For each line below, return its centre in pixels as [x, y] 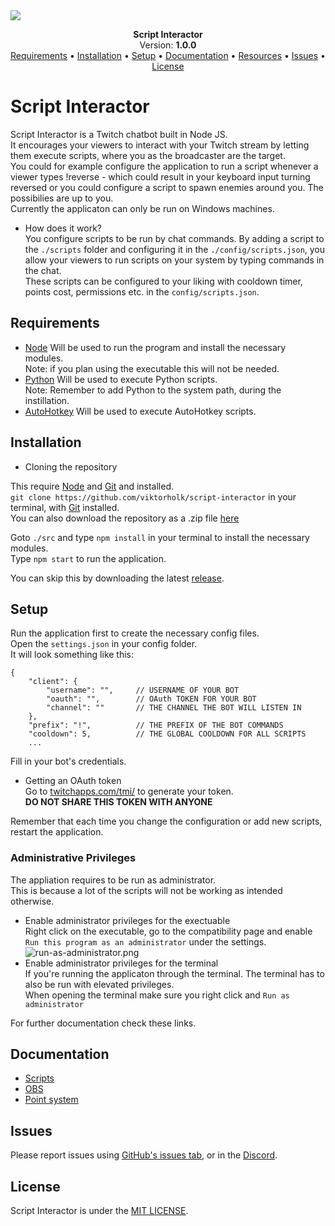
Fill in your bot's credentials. [68, 761]
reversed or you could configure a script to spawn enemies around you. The [167, 187]
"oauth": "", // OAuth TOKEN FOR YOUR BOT [151, 699]
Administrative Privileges [73, 858]
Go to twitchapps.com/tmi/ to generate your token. [129, 791]
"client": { [53, 682]
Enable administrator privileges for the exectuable [127, 920]
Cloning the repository [71, 466]
